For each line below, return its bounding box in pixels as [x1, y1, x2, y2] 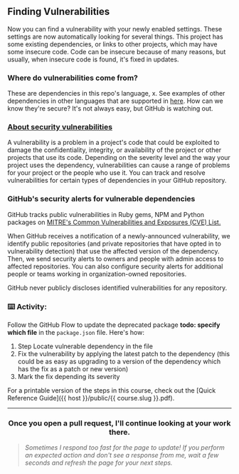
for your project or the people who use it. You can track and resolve [7, 168, 206, 177]
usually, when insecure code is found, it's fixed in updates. [7, 55, 179, 64]
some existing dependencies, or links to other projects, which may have [7, 39, 218, 49]
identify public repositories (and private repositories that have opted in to [7, 239, 222, 248]
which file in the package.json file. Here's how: [7, 328, 144, 336]
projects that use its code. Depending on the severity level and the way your [7, 153, 231, 162]
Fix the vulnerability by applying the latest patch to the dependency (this [17, 350, 230, 358]
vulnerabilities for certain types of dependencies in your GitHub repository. [7, 176, 227, 185]
